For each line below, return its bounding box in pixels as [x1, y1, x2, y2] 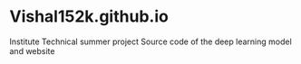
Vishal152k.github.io [9, 6, 170, 27]
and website [9, 45, 55, 56]
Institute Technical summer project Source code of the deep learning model [9, 36, 292, 47]
